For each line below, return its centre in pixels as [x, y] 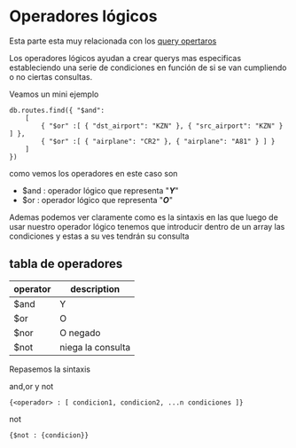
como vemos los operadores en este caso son [93, 173]
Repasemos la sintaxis [50, 369]
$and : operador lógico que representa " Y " [100, 190]
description [95, 288]
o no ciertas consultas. [51, 76]
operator [32, 288]
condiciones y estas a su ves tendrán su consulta [99, 236]
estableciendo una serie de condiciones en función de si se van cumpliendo [148, 67]
